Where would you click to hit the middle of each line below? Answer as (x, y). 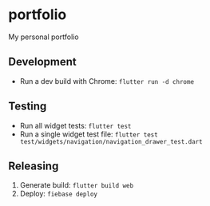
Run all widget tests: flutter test (75, 125)
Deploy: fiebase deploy (59, 194)
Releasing (34, 166)
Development (43, 62)
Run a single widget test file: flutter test (89, 134)
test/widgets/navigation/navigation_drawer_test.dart (111, 141)
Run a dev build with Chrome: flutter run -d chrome (107, 81)
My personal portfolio (44, 37)
